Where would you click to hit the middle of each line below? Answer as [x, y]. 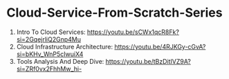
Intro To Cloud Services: [51, 32]
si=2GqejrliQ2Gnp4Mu [48, 39]
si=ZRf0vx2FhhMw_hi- [49, 69]
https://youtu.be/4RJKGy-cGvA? [160, 46]
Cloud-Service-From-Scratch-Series [114, 13]
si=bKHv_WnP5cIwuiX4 [50, 54]
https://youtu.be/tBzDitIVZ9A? [148, 61]
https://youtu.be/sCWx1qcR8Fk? [133, 32]
